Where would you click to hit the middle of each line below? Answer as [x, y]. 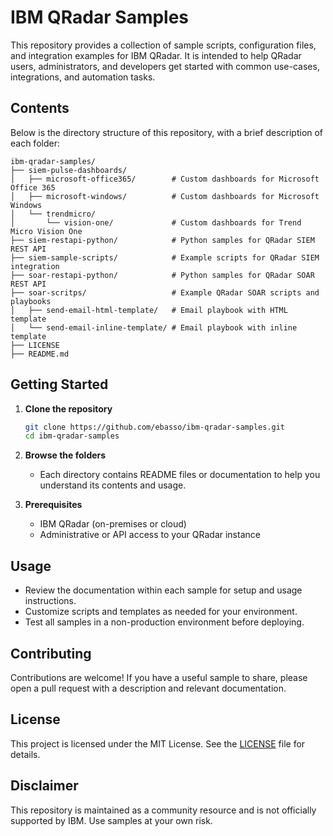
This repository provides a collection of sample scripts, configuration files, [163, 45]
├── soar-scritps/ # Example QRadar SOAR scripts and [165, 292]
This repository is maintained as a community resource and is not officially [163, 810]
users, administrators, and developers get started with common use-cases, [165, 66]
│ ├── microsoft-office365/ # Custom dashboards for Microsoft [165, 179]
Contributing [51, 653]
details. [25, 754]
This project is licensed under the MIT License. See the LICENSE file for [158, 743]
